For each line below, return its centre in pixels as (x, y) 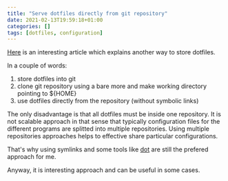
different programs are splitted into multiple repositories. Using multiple (108, 129)
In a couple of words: (37, 65)
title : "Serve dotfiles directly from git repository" (87, 13)
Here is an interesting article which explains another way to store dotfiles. (111, 52)
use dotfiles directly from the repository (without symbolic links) (108, 101)
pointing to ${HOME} (47, 94)
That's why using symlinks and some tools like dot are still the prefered (108, 149)
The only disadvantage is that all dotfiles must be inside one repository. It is (114, 114)
